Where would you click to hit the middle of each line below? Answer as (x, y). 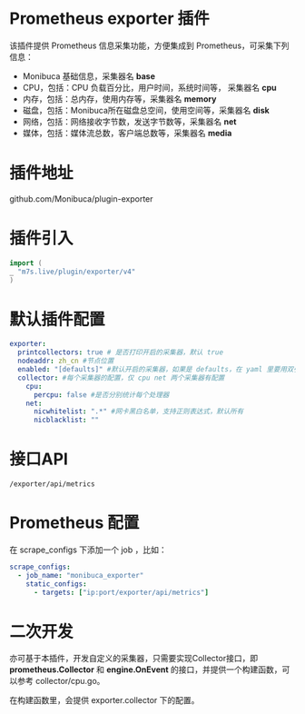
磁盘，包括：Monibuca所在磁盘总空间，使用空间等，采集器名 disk (146, 110)
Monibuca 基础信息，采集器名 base (89, 76)
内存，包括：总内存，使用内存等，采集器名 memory (119, 99)
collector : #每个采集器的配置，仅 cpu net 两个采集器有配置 (121, 378)
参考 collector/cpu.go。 (61, 681)
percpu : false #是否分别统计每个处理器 (101, 395)
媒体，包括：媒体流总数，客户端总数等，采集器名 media (127, 133)
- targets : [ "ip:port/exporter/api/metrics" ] (121, 592)
